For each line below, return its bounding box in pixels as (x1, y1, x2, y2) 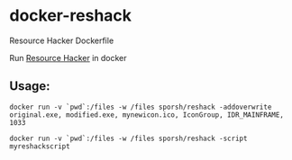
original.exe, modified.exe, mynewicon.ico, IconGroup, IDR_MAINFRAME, (9, 110, 284, 120)
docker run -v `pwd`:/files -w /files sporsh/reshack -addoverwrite (9, 102, 272, 111)
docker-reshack (9, 5, 132, 26)
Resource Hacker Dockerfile (9, 35, 114, 46)
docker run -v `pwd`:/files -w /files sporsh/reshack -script (9, 134, 248, 143)
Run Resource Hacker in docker (9, 52, 128, 63)
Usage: (9, 78, 51, 94)
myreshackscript (9, 141, 70, 151)
